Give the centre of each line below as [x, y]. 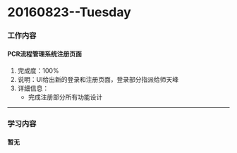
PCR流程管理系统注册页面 [45, 54]
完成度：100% [38, 71]
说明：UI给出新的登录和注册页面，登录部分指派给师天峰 [98, 80]
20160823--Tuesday [69, 12]
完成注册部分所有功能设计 [65, 97]
